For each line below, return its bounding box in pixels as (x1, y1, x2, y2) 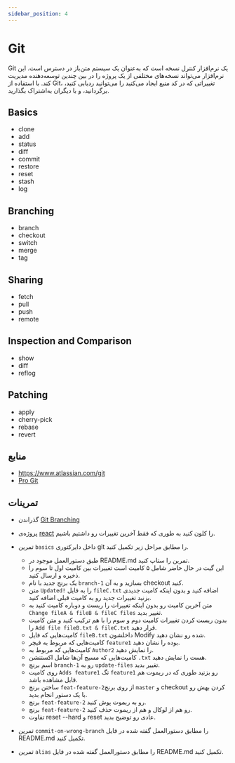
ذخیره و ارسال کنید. (28, 571, 80, 580)
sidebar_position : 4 (8, 10, 69, 18)
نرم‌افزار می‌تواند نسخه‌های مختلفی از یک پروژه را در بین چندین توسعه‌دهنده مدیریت (8, 71, 224, 79)
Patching (8, 389, 48, 401)
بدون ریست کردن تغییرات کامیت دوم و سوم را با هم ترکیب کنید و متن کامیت (28, 616, 227, 625)
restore (18, 162, 39, 171)
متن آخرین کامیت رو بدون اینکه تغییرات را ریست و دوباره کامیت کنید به (28, 601, 213, 609)
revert (18, 430, 36, 439)
